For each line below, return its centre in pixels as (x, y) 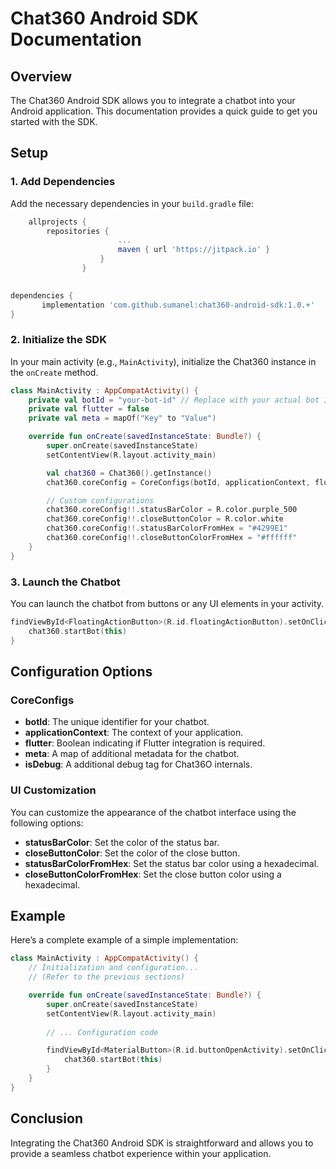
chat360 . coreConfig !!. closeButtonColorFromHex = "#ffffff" (172, 538)
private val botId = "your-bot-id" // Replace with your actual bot (174, 400)
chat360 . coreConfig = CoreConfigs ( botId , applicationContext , (178, 482)
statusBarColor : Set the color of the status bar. (122, 842)
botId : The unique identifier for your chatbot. (117, 722)
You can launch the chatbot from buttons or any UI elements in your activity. (167, 604)
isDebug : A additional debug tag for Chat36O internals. (138, 764)
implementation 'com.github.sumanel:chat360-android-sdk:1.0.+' (178, 305)
